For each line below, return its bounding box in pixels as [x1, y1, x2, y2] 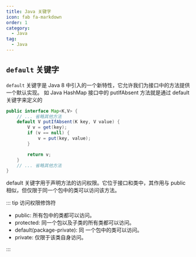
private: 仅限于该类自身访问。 [14, 234, 87, 241]
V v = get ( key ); [27, 124, 67, 130]
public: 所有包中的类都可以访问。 [14, 212, 95, 219]
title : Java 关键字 [6, 8, 51, 15]
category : [6, 25, 31, 31]
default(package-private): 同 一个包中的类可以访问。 [14, 226, 143, 233]
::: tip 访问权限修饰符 [6, 199, 56, 206]
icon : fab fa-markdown [6, 14, 62, 20]
